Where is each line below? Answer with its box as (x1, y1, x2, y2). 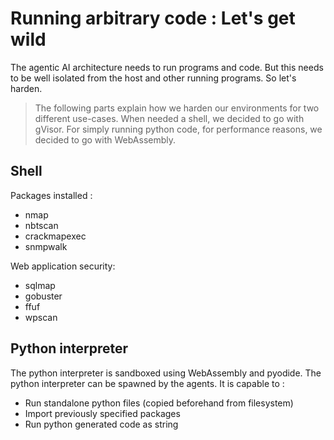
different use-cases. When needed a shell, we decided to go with (34, 112, 305, 124)
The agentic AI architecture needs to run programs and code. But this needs (10, 61, 324, 73)
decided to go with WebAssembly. (34, 133, 177, 146)
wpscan (24, 311, 58, 323)
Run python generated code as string (24, 418, 179, 430)
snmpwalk (24, 240, 68, 252)
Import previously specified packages (24, 407, 181, 419)
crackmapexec (24, 230, 87, 242)
